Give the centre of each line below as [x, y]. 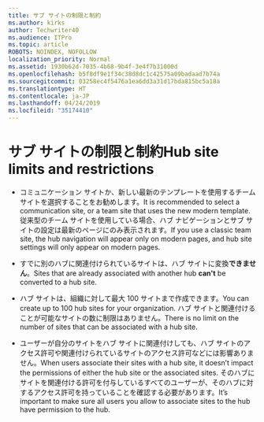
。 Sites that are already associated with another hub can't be [126, 273]
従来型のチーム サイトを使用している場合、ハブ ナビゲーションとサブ [132, 220]
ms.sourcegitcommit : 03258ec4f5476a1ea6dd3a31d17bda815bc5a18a [114, 81]
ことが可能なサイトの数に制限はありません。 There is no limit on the [129, 318]
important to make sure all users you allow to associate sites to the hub [135, 401]
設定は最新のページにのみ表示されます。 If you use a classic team [146, 230]
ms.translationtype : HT [47, 89]
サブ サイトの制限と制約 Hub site [113, 152]
